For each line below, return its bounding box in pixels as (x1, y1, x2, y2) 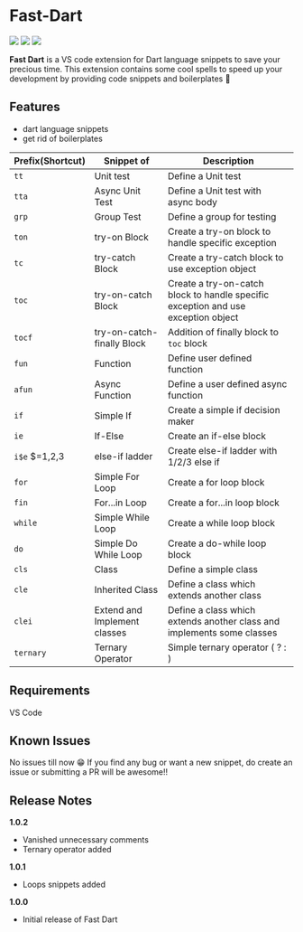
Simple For (94, 470, 140, 483)
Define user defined (167, 352, 252, 364)
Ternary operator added (22, 844, 112, 855)
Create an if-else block (167, 429, 266, 442)
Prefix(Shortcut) (14, 155, 86, 167)
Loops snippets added (22, 879, 106, 890)
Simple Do (94, 537, 138, 550)
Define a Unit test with (167, 184, 262, 197)
